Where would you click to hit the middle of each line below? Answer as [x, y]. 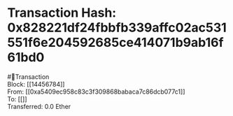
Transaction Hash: [62, 13]
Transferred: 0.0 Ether [39, 106]
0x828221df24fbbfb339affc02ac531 [117, 28]
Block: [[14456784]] [36, 84]
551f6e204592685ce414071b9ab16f [115, 43]
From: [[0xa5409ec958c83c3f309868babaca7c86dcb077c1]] [96, 92]
